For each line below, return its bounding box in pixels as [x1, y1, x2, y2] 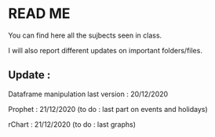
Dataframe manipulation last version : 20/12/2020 [8, 89, 169, 99]
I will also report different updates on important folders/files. [8, 45, 202, 55]
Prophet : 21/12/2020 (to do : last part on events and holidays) [8, 104, 208, 114]
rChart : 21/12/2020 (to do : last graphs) [8, 119, 136, 129]
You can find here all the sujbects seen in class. [8, 31, 162, 40]
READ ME [8, 5, 71, 23]
